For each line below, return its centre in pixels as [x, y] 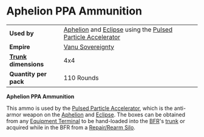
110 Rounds [81, 78]
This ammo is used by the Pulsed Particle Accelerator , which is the [90, 108]
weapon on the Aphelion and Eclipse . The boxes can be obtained [104, 114]
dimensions [27, 64]
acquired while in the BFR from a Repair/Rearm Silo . [71, 127]
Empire [20, 46]
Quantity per [28, 74]
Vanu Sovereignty [89, 46]
